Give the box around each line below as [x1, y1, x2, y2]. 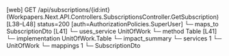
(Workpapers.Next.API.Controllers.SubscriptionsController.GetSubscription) [6, 13, 219, 21]
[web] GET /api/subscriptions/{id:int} [6, 6, 110, 13]
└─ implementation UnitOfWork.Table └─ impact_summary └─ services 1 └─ [6, 34, 222, 43]
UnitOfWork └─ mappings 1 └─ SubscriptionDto [6, 42, 141, 49]
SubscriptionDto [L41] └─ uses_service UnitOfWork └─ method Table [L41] [6, 27, 217, 35]
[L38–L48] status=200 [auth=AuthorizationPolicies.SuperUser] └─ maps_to [6, 20, 219, 28]
